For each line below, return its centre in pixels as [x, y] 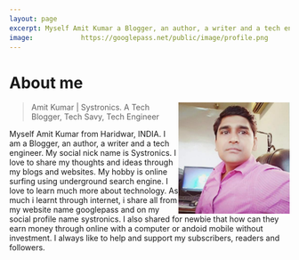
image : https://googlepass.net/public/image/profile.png [139, 37]
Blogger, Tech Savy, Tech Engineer [95, 117]
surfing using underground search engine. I [89, 182]
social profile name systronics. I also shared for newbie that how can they [144, 219]
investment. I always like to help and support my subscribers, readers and [145, 238]
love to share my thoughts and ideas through [91, 162]
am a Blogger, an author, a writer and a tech [89, 143]
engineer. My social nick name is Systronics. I [93, 153]
